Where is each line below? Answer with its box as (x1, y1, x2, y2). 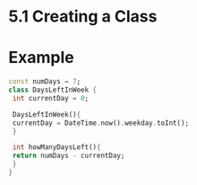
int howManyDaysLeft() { (12, 143, 101, 152)
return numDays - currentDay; (12, 151, 125, 161)
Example (8, 48, 74, 68)
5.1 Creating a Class (8, 6, 158, 27)
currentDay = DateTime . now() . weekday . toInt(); (12, 119, 190, 128)
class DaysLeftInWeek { (8, 85, 98, 94)
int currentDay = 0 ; (12, 93, 90, 102)
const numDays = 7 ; (8, 77, 81, 86)
